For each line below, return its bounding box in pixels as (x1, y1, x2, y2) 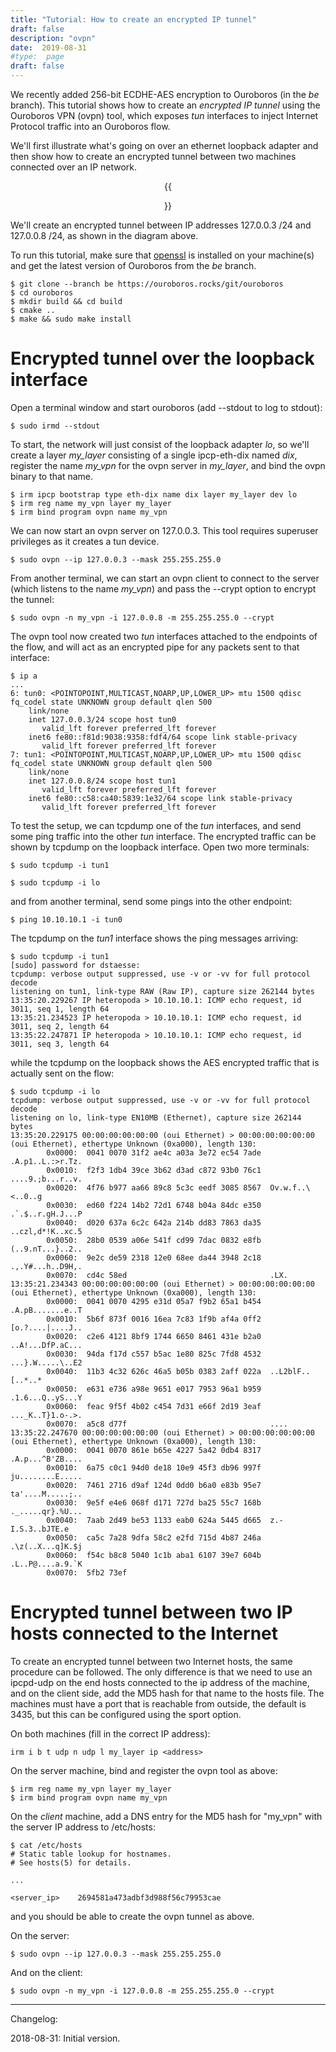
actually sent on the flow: (10, 1067, 115, 1079)
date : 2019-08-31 (10, 42, 87, 53)
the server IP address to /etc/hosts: (10, 1821, 156, 1833)
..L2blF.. (269, 1366, 311, 1376)
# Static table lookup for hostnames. (10, 1849, 172, 1859)
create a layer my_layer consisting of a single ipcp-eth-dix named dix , (10, 449, 298, 461)
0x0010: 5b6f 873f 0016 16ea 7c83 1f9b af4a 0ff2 (46, 1314, 262, 1324)
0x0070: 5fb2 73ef (46, 1567, 128, 1578)
